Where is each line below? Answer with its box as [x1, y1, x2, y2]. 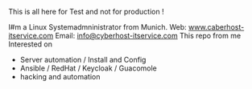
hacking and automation [19, 72, 101, 81]
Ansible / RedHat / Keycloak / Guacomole [19, 63, 157, 73]
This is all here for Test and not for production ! [8, 7, 164, 16]
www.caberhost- [188, 22, 245, 31]
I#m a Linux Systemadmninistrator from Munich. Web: [8, 22, 187, 31]
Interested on [8, 39, 53, 49]
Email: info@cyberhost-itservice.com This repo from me [55, 31, 242, 40]
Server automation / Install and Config [19, 55, 147, 64]
